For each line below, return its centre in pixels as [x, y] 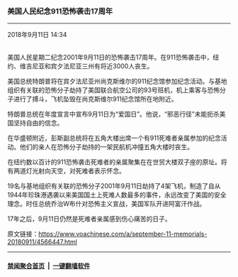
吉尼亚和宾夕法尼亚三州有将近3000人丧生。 [90, 66]
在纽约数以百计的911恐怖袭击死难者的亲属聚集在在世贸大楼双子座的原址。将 [118, 162]
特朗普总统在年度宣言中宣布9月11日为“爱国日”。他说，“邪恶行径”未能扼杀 [113, 114]
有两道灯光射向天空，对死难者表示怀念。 [66, 171]
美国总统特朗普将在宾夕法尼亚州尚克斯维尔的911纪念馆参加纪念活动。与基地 [118, 81]
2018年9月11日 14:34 [37, 35]
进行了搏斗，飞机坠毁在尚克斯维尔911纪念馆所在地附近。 [96, 99]
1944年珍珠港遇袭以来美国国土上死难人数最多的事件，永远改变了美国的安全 [117, 195]
